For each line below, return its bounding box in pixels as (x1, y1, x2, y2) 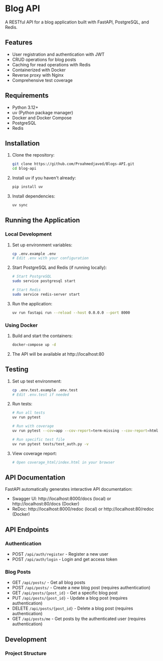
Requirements (5, 91, 49, 100)
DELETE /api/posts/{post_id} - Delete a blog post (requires (12, 605, 133, 611)
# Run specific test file (12, 437, 65, 442)
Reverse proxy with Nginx (12, 72, 64, 78)
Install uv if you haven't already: (12, 175, 76, 181)
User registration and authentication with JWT (12, 51, 105, 57)
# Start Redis (12, 287, 41, 293)
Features (5, 39, 33, 47)
